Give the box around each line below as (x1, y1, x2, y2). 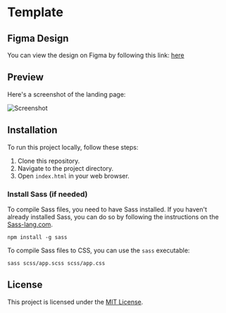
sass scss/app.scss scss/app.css (7, 259, 106, 266)
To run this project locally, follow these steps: (7, 142, 139, 152)
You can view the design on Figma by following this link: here (7, 51, 184, 59)
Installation (7, 124, 58, 136)
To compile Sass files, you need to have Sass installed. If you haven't (7, 205, 208, 214)
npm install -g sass (7, 233, 68, 240)
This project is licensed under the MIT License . (7, 297, 144, 306)
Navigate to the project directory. (17, 164, 114, 173)
